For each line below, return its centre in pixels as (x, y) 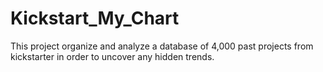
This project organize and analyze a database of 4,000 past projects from (162, 46)
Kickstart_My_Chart (95, 18)
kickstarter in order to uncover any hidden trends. (112, 56)
